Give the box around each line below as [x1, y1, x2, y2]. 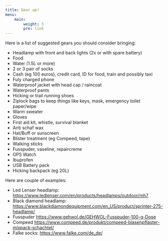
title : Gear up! [5, 7, 39, 13]
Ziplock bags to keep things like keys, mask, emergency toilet [12, 98, 141, 104]
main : [14, 17, 26, 22]
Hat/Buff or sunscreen [12, 130, 59, 136]
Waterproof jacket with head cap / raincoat [12, 82, 102, 88]
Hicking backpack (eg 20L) [12, 167, 69, 174]
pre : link [23, 26, 44, 31]
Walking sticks [12, 141, 43, 147]
